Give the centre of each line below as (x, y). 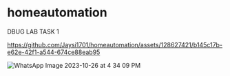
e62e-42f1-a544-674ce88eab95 (54, 52)
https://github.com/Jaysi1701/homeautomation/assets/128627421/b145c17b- (115, 45)
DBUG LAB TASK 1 (33, 31)
